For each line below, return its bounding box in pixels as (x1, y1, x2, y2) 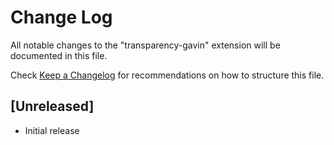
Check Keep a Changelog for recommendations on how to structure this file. (10, 69, 325, 81)
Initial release (24, 124, 80, 136)
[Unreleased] (10, 98, 95, 115)
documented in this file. (10, 49, 108, 61)
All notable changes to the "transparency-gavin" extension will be (10, 39, 281, 51)
